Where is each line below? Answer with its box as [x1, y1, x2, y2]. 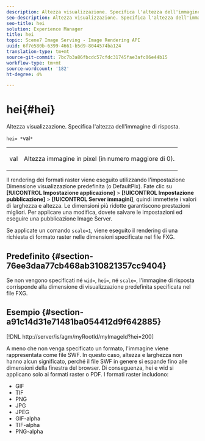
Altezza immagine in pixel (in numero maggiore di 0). [23, 155, 175, 163]
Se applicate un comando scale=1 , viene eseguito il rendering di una [6, 227, 178, 235]
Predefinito [6, 251, 50, 261]
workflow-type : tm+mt [6, 60, 62, 66]
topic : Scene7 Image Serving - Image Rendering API [6, 37, 140, 43]
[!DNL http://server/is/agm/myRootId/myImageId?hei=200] [6, 333, 154, 340]
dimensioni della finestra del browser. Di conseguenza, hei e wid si [6, 364, 174, 372]
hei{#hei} [6, 103, 56, 116]
